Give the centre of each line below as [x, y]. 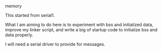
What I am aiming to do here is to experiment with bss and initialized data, [79, 25]
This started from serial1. [30, 15]
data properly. [19, 35]
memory [13, 6]
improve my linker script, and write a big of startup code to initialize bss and [81, 30]
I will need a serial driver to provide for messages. [55, 44]
